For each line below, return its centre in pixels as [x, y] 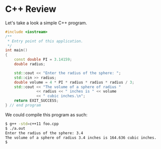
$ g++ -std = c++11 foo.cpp [32, 124]
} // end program [23, 105]
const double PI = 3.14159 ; [43, 60]
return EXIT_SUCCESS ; [36, 101]
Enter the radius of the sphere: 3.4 [44, 133]
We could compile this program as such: [46, 114]
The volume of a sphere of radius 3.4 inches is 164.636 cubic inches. [81, 138]
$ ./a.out [15, 128]
